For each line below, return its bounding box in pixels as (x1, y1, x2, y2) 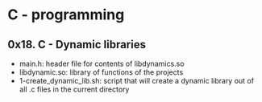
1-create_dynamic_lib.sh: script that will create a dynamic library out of (19, 76, 255, 85)
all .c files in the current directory (19, 84, 130, 94)
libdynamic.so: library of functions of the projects (19, 67, 184, 77)
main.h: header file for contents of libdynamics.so (19, 59, 185, 68)
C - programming (7, 6, 125, 24)
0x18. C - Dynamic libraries (7, 38, 147, 51)
